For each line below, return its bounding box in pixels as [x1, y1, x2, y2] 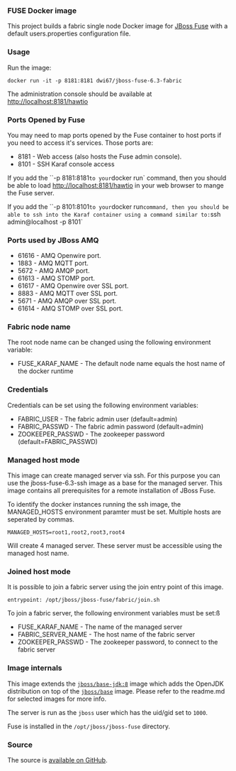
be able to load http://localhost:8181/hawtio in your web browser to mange [7, 180, 225, 190]
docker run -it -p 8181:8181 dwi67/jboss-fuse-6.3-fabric [7, 77, 182, 84]
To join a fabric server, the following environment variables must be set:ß [7, 609, 220, 618]
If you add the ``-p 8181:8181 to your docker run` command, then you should [7, 173, 227, 182]
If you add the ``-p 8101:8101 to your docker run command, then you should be [7, 202, 229, 211]
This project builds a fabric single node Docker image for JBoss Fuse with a [7, 22, 228, 31]
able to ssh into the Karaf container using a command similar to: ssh [7, 210, 221, 218]
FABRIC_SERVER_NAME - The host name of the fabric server [17, 630, 196, 639]
